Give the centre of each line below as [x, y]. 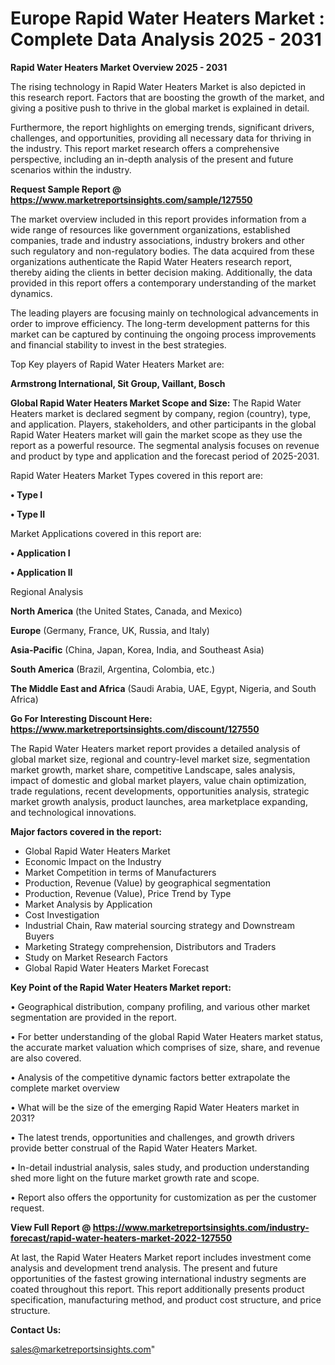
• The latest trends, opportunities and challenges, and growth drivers [152, 1137]
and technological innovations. [73, 812]
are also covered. [46, 1058]
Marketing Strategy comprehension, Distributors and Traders [150, 946]
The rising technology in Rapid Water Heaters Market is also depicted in [158, 86]
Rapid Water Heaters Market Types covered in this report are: [136, 475]
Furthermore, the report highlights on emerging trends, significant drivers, [162, 127]
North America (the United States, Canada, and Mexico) [126, 611]
